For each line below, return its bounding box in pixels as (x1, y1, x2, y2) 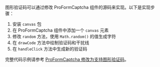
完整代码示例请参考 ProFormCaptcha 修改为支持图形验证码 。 (5, 57, 129, 62)
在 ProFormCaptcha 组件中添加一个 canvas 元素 (12, 27, 109, 33)
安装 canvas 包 (12, 21, 42, 27)
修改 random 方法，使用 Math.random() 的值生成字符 (12, 34, 116, 39)
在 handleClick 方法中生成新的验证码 (12, 46, 88, 52)
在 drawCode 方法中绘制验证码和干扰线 (12, 40, 89, 46)
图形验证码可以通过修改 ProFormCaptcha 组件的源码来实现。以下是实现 (5, 4, 151, 10)
